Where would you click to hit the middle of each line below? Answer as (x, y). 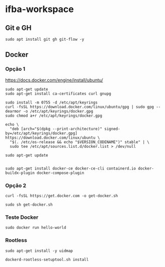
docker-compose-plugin (61, 173)
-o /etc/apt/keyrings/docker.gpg (58, 111)
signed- (112, 129)
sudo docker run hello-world (36, 228)
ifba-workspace (39, 9)
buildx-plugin (20, 173)
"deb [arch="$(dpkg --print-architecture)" (56, 129)
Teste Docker (22, 217)
